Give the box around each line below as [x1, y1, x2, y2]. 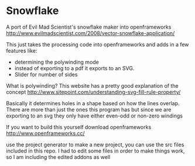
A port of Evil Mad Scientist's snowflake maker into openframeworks [6, 23, 172, 30]
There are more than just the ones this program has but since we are [6, 106, 172, 113]
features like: [6, 47, 37, 54]
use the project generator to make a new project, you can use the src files [6, 141, 184, 148]
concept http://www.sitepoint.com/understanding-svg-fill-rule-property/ [6, 88, 181, 95]
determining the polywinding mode [14, 58, 100, 65]
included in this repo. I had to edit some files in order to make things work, [6, 147, 185, 154]
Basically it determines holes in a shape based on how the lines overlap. [6, 99, 180, 106]
